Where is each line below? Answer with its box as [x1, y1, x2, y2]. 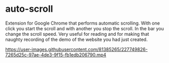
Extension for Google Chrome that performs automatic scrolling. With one [5, 20, 160, 26]
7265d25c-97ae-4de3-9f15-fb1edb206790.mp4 [5, 52, 106, 58]
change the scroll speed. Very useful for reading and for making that [5, 31, 150, 37]
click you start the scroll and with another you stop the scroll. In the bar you [5, 25, 164, 31]
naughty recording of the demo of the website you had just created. [5, 36, 148, 43]
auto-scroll [5, 3, 54, 15]
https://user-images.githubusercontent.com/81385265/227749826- [5, 46, 148, 52]
